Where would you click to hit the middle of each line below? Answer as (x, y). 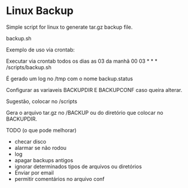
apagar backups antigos (44, 160)
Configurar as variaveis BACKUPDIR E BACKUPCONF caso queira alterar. (94, 90)
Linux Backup (40, 11)
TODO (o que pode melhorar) (41, 130)
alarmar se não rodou (40, 148)
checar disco (30, 141)
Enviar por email (34, 172)
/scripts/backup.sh (29, 67)
